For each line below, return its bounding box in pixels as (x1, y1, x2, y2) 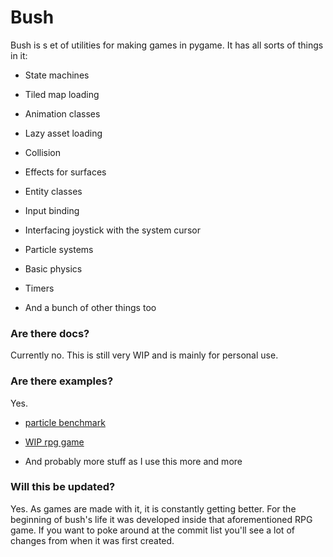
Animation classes (24, 107, 101, 120)
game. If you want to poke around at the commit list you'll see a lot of (10, 524, 295, 536)
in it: (10, 49, 28, 61)
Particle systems (24, 243, 94, 255)
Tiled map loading (24, 88, 100, 100)
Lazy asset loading (24, 127, 103, 139)
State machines (24, 69, 90, 81)
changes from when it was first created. (10, 534, 175, 546)
